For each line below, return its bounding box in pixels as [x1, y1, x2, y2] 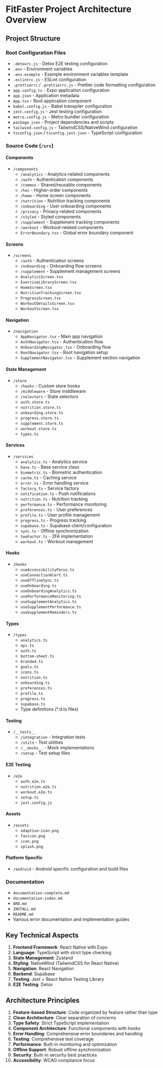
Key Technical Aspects [5, 931, 79, 939]
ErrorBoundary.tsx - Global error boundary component [20, 230, 134, 236]
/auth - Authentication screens [20, 258, 84, 264]
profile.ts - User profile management [20, 512, 100, 518]
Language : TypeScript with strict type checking [12, 950, 111, 956]
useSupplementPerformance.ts [20, 605, 81, 610]
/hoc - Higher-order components [20, 187, 88, 193]
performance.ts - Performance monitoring [20, 501, 107, 507]
